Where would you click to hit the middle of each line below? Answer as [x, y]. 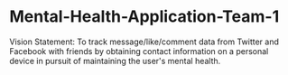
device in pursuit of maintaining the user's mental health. [115, 61]
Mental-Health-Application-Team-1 [144, 17]
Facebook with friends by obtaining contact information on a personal [139, 51]
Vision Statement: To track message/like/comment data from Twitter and [144, 42]
